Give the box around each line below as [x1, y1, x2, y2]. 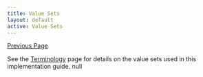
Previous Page [7, 42, 48, 50]
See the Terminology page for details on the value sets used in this [7, 55, 197, 63]
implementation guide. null [7, 63, 83, 71]
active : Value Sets [7, 23, 63, 30]
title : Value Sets [7, 10, 60, 17]
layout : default [7, 16, 54, 23]
